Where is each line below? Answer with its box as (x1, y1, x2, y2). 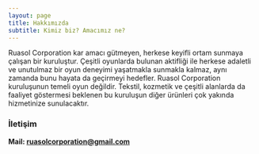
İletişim (8, 118, 37, 129)
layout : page (8, 11, 51, 20)
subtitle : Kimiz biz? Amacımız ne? (8, 26, 126, 34)
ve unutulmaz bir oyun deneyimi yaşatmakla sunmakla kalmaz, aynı (8, 65, 227, 75)
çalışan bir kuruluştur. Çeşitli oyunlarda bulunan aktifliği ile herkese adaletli (8, 56, 252, 66)
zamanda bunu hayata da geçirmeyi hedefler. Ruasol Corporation (8, 73, 221, 83)
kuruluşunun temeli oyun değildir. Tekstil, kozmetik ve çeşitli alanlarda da (8, 82, 246, 91)
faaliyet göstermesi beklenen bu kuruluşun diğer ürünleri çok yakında (8, 90, 234, 100)
